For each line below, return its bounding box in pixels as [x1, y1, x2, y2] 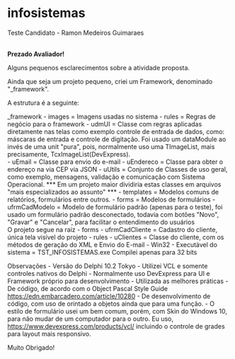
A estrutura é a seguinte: [7, 98, 79, 107]
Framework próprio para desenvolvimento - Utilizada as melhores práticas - [7, 277, 229, 285]
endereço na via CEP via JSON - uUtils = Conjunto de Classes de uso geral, [7, 165, 228, 173]
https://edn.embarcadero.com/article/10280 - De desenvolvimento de [7, 292, 211, 300]
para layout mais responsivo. [7, 329, 91, 338]
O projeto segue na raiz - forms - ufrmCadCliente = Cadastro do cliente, [7, 225, 218, 233]
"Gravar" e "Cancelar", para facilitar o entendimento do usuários [7, 218, 195, 226]
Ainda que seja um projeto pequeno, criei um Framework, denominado [7, 77, 213, 86]
